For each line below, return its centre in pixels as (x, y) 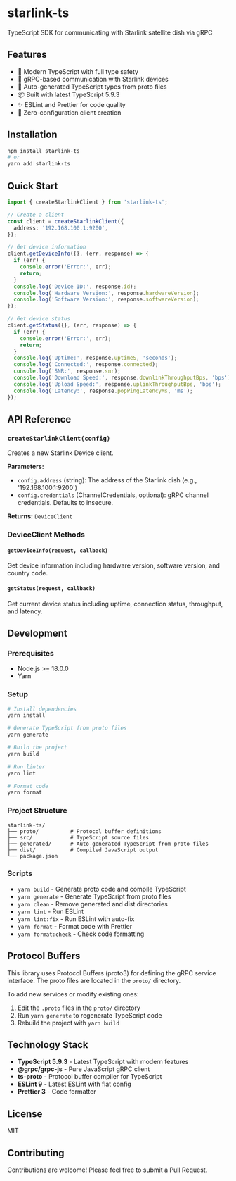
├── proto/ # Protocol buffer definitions (84, 831)
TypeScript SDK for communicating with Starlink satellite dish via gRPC (110, 32)
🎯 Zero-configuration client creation (69, 112)
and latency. (25, 611)
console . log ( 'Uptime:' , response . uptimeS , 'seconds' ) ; (96, 358)
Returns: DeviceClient (40, 516)
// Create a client (36, 215)
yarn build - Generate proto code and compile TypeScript (101, 889)
